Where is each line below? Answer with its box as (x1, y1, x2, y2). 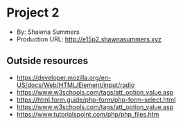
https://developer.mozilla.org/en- (16, 73, 112, 81)
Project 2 (6, 5, 60, 21)
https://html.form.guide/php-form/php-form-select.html (16, 95, 176, 104)
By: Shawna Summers (16, 28, 80, 36)
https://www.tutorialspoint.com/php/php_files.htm (16, 110, 159, 118)
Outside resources (6, 55, 88, 67)
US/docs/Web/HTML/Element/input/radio (16, 81, 135, 89)
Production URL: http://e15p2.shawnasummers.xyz (16, 35, 162, 43)
